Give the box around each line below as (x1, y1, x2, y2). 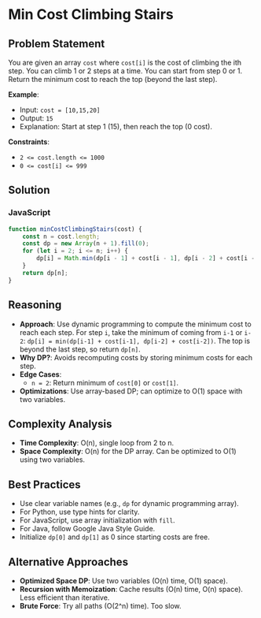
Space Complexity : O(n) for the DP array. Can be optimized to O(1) (19, 447, 237, 456)
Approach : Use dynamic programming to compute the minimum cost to (19, 319, 252, 329)
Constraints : (8, 137, 50, 147)
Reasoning (8, 298, 62, 312)
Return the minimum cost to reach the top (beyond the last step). (8, 75, 218, 84)
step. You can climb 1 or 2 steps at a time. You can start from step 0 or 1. (8, 66, 243, 76)
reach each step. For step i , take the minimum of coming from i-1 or (19, 327, 243, 337)
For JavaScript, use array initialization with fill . (19, 516, 175, 525)
